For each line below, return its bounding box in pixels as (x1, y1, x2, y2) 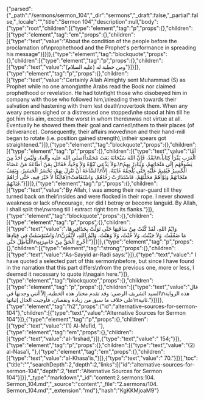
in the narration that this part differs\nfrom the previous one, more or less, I (6, 264, 194, 271)
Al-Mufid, (72, 322, 97, 329)
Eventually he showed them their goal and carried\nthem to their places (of (6, 122, 195, 128)
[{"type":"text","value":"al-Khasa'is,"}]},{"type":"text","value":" (6, 354, 163, 362)
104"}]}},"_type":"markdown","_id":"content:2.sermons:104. (6, 374, 155, 381)
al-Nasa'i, (6, 348, 30, 355)
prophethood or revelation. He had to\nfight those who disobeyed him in (6, 89, 188, 96)
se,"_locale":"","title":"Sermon (6, 18, 81, 25)
